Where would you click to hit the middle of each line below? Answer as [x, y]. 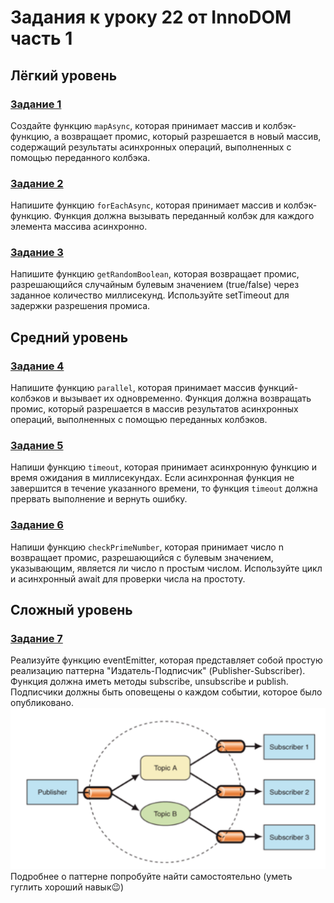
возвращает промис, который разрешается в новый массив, [191, 136]
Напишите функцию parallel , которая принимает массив [133, 388]
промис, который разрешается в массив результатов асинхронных [154, 409]
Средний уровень [69, 337]
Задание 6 [37, 525]
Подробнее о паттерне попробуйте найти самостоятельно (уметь [151, 876]
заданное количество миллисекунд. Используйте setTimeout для [150, 295]
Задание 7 [36, 639]
